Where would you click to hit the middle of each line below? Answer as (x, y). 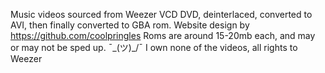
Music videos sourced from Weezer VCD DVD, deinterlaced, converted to (161, 14)
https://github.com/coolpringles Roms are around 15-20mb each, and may (163, 35)
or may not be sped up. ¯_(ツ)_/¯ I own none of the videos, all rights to (154, 47)
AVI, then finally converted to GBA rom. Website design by (130, 25)
